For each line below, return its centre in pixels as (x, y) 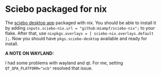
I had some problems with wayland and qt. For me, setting (64, 63)
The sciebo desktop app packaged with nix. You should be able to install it (81, 23)
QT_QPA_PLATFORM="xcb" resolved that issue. (49, 68)
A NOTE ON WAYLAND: (30, 53)
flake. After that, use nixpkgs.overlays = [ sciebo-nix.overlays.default (80, 33)
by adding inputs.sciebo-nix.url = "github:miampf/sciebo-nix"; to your (80, 28)
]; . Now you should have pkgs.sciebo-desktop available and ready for (76, 38)
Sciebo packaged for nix (56, 9)
